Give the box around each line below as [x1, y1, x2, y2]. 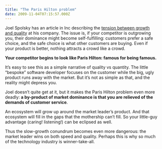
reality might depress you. [5, 79, 57, 85]
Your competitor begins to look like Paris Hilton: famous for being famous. [5, 55, 157, 60]
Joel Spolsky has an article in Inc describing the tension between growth [5, 25, 150, 30]
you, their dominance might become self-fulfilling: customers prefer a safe [5, 35, 153, 41]
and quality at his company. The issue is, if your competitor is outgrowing [5, 30, 151, 36]
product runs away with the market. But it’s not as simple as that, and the [5, 74, 150, 80]
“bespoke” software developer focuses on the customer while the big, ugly [5, 69, 154, 75]
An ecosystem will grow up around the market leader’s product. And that [5, 108, 150, 114]
